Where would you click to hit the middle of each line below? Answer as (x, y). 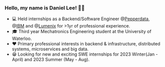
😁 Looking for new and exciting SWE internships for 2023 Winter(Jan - (85, 54)
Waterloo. (22, 38)
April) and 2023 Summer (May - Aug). (51, 60)
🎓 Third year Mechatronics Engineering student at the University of (82, 32)
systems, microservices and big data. (50, 49)
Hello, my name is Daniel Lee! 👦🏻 (45, 8)
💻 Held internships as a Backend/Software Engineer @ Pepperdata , (81, 19)
